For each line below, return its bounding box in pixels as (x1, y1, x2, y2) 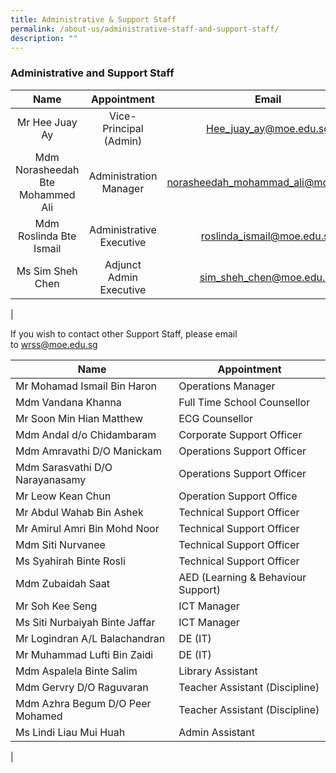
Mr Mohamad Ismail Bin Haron (15, 379, 157, 393)
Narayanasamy (15, 472, 87, 486)
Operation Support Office (178, 489, 298, 503)
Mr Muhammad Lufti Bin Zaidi (15, 647, 154, 661)
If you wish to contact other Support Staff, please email (10, 327, 238, 340)
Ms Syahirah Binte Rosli (15, 554, 126, 568)
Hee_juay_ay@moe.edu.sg (206, 121, 331, 135)
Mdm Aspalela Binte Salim (15, 664, 138, 678)
